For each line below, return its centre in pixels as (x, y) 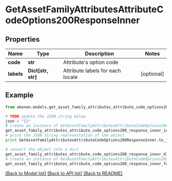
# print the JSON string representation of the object (65, 135)
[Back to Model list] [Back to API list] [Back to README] (64, 173)
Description (99, 54)
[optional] (152, 74)
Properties (23, 39)
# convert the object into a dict (42, 149)
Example (19, 95)
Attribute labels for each (92, 71)
